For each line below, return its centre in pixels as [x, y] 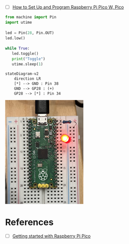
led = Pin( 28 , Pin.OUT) [30, 33]
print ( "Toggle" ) [29, 59]
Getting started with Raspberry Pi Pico [51, 236]
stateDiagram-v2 [22, 74]
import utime [19, 22]
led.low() [15, 38]
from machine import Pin [31, 17]
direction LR [28, 79]
